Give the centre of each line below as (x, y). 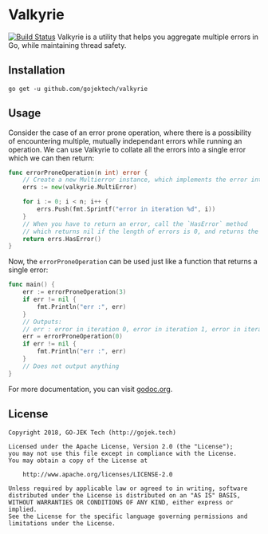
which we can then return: (51, 158)
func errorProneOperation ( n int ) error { (78, 172)
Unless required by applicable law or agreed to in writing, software (128, 489)
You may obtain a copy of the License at (78, 461)
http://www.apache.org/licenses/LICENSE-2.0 (98, 474)
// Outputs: (42, 322)
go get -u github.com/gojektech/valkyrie (78, 89)
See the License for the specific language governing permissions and (128, 516)
